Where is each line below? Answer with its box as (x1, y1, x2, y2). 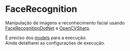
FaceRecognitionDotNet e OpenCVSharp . (5, 25, 91, 31)
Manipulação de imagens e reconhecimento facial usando (5, 20, 125, 26)
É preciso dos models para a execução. (5, 35, 87, 41)
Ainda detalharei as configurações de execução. (5, 40, 105, 46)
